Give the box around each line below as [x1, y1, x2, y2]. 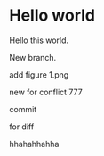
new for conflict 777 [9, 86, 83, 97]
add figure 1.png [9, 69, 69, 80]
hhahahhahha [9, 138, 60, 149]
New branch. [9, 52, 57, 62]
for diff [9, 121, 35, 132]
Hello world [9, 5, 96, 26]
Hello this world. [9, 35, 69, 45]
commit [9, 103, 37, 114]
